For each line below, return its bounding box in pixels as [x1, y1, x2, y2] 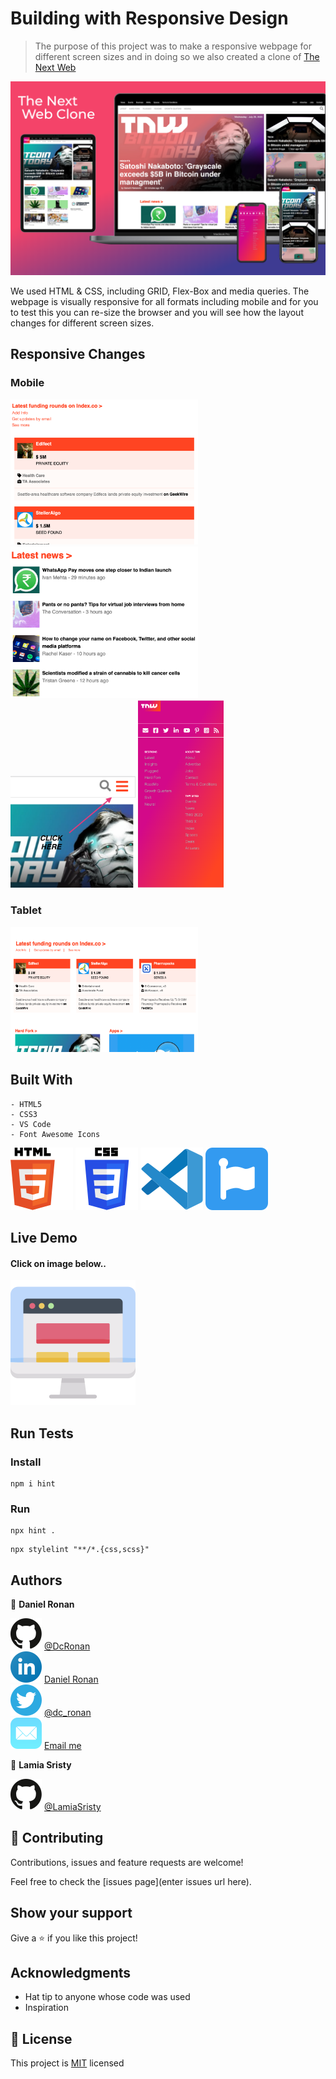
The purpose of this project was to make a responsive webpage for [34, 40, 312, 52]
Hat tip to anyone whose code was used [24, 1991, 191, 2003]
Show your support [10, 1905, 133, 1922]
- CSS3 [10, 1109, 38, 1119]
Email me [43, 1739, 82, 1751]
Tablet [10, 903, 42, 917]
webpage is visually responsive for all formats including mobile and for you [10, 296, 319, 308]
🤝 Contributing [10, 1830, 104, 1847]
